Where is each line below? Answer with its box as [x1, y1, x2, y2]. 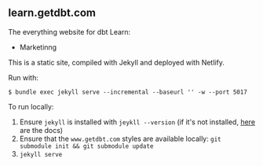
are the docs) [19, 125, 64, 135]
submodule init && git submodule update [19, 142, 154, 150]
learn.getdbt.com [8, 6, 97, 20]
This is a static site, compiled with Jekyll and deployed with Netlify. [8, 57, 225, 67]
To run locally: [8, 101, 54, 111]
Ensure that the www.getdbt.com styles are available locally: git [19, 134, 221, 143]
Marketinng [19, 42, 57, 52]
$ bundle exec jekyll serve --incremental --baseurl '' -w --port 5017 [8, 88, 247, 96]
